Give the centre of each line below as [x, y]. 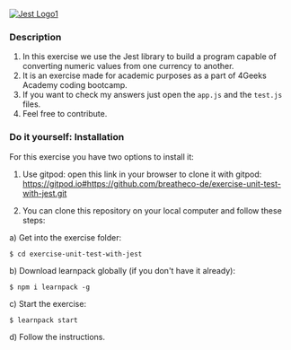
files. [31, 104]
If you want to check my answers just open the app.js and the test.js [152, 95]
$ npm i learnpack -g [50, 287]
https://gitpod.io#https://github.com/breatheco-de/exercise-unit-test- [151, 183]
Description [35, 37]
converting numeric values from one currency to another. [128, 66]
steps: [34, 220]
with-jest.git [44, 193]
